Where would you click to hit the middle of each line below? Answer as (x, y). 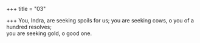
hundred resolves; (29, 27)
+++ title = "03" (26, 9)
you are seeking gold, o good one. (49, 33)
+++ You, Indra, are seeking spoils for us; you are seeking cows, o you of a (100, 20)
